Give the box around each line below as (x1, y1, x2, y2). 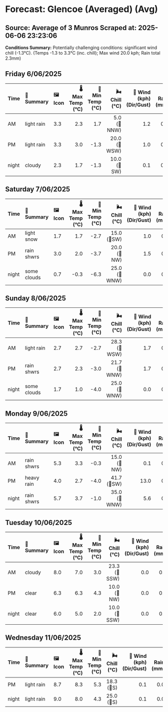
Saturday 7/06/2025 (5, 185, 70, 194)
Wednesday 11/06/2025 (5, 633, 81, 642)
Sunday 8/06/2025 (5, 294, 66, 303)
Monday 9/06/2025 (5, 409, 68, 418)
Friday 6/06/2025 (5, 70, 62, 78)
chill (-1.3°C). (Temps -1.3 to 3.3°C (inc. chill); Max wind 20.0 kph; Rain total (5, 50, 161, 56)
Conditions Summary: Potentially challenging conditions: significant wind (5, 45, 157, 51)
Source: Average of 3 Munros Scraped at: (5, 24, 137, 32)
